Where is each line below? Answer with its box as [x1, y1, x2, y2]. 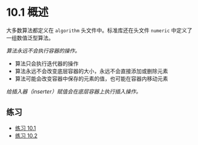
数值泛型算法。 [16, 34, 54, 41]
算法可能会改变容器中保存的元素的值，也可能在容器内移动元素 [14, 75, 169, 82]
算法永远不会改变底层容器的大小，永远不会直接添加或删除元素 [14, 67, 169, 74]
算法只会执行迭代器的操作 [14, 60, 79, 67]
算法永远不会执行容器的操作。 [6, 47, 80, 54]
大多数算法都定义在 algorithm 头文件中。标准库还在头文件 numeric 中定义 [6, 27, 188, 34]
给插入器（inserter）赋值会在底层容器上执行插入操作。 [6, 88, 141, 95]
